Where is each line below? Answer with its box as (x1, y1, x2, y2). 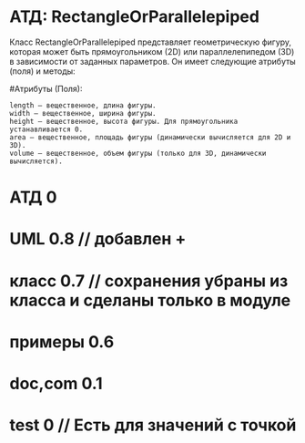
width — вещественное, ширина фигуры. (9, 108, 157, 118)
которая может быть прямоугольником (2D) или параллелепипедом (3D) (9, 46, 295, 57)
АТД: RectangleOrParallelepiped (9, 6, 259, 27)
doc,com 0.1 (9, 373, 103, 394)
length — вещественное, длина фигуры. (9, 100, 157, 110)
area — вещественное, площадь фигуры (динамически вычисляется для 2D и (9, 132, 291, 142)
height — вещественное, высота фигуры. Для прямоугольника (9, 117, 239, 126)
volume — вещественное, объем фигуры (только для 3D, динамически (9, 149, 267, 158)
